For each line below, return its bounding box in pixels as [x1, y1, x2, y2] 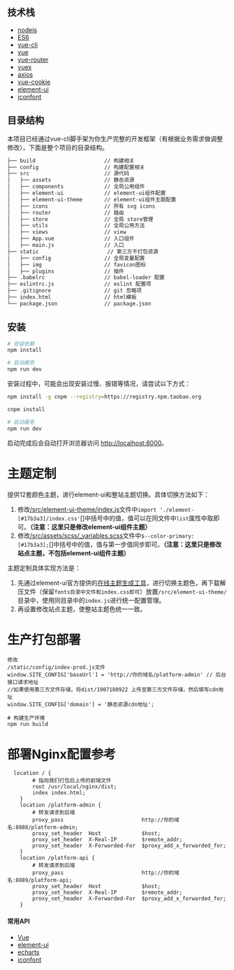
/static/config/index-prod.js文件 [7, 664, 106, 671]
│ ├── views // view [7, 229, 127, 236]
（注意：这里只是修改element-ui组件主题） [29, 522, 152, 531]
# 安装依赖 [7, 340, 35, 348]
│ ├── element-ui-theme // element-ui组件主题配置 [7, 196, 177, 203]
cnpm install [7, 406, 45, 413]
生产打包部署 [7, 632, 82, 648]
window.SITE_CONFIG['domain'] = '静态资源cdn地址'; [7, 701, 155, 708]
